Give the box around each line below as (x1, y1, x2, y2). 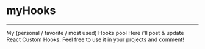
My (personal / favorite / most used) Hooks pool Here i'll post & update (6, 29, 184, 36)
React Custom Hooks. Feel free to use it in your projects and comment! (6, 36, 184, 43)
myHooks (6, 4, 56, 18)
